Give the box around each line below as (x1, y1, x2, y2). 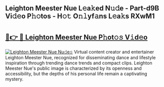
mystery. (5, 76, 24, 82)
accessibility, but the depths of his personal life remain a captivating (5, 71, 147, 76)
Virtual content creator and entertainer (74, 49, 154, 55)
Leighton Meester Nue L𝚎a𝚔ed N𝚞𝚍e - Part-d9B (5, 4, 159, 13)
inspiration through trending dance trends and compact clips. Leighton (5, 60, 153, 66)
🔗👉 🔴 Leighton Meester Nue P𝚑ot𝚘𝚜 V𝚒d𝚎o (5, 33, 148, 41)
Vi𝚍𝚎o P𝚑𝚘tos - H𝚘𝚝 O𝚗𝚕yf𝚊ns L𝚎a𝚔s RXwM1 (5, 12, 155, 21)
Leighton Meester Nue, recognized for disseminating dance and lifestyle (5, 55, 156, 60)
